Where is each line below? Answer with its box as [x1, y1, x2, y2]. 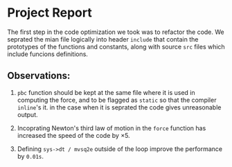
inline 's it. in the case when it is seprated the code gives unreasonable [17, 103, 222, 112]
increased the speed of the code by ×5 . [17, 131, 130, 139]
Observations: [7, 70, 71, 82]
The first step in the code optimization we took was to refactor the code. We [7, 28, 224, 36]
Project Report [7, 5, 92, 21]
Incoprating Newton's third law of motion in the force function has [17, 123, 206, 132]
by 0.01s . [17, 152, 44, 160]
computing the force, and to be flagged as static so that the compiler [17, 96, 217, 104]
